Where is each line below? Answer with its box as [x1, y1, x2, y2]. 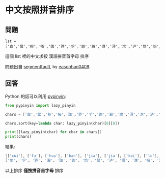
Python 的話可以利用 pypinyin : [5, 93, 66, 99]
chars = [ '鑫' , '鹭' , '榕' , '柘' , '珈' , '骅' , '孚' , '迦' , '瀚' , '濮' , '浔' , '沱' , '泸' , [5, 112, 159, 117]
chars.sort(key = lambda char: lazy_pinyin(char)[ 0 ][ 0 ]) [5, 121, 120, 126]
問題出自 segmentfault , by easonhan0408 [5, 64, 90, 69]
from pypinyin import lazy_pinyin [5, 103, 76, 108]
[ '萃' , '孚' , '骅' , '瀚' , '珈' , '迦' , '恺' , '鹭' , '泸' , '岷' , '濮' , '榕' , [5, 158, 155, 163]
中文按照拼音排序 [5, 4, 75, 16]
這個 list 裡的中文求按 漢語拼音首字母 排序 [5, 53, 89, 59]
